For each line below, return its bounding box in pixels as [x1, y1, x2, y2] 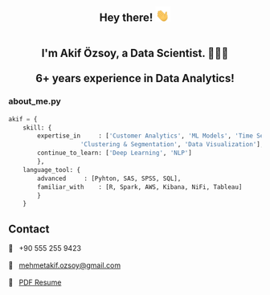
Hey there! [99, 11, 153, 25]
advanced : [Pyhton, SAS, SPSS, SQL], [37, 174, 182, 182]
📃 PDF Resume [8, 277, 62, 288]
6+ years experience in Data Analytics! [35, 72, 235, 85]
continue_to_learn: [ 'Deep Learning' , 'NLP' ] [37, 149, 193, 158]
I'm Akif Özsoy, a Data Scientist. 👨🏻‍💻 [41, 47, 229, 60]
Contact [8, 222, 50, 236]
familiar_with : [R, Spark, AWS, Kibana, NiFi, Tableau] [37, 182, 243, 191]
